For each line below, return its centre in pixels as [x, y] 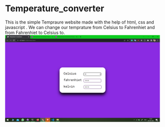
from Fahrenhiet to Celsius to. [35, 32]
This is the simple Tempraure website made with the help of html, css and [80, 22]
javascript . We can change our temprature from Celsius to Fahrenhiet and [80, 27]
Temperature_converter [55, 9]
